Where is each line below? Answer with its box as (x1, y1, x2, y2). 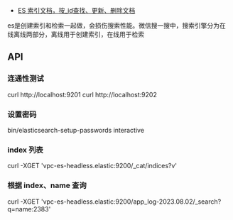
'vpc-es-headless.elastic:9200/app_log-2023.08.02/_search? (40, 197, 222, 206)
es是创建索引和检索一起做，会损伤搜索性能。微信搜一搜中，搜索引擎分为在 (7, 21, 226, 30)
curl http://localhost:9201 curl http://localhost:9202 (7, 90, 158, 99)
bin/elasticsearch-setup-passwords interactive (7, 126, 144, 134)
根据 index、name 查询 (7, 180, 87, 190)
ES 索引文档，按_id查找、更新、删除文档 (17, 6, 136, 14)
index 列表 (7, 145, 44, 155)
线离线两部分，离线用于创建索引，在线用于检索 (7, 31, 144, 38)
